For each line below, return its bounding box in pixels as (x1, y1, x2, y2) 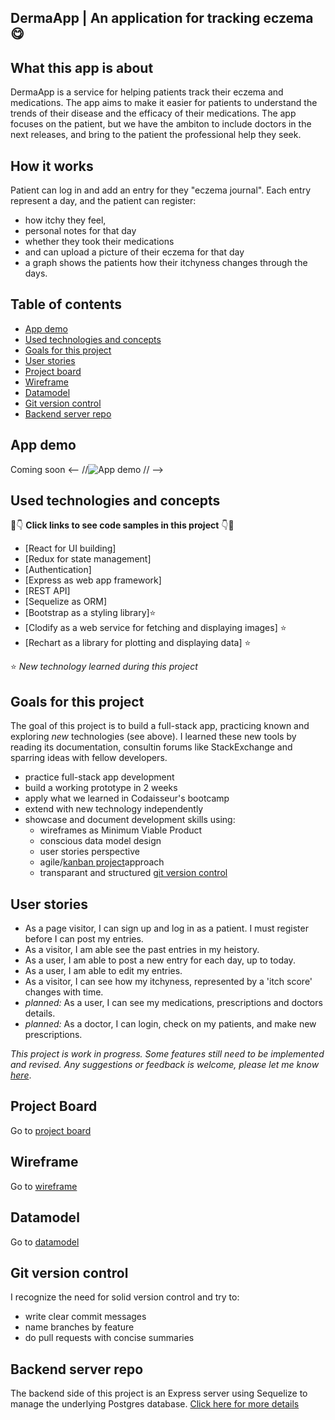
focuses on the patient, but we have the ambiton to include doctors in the (10, 118, 312, 130)
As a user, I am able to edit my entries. (24, 965, 183, 977)
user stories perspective (39, 846, 141, 858)
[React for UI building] (24, 542, 117, 555)
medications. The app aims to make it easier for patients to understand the (10, 97, 318, 109)
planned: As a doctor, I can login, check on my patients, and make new (24, 1018, 317, 1030)
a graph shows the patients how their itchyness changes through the (24, 257, 308, 269)
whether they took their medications (24, 236, 175, 248)
